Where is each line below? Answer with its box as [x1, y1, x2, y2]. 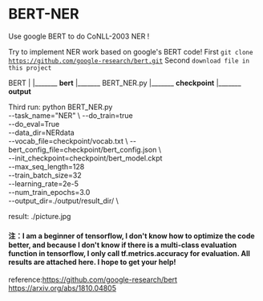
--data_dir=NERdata [8, 128, 75, 137]
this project [8, 63, 52, 72]
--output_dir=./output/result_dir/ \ [8, 196, 119, 205]
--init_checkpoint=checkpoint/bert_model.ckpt [8, 153, 163, 163]
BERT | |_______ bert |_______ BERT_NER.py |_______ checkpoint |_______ [8, 78, 242, 87]
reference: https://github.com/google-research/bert [8, 275, 178, 285]
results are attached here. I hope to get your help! [8, 257, 176, 266]
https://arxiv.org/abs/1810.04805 [8, 283, 117, 293]
